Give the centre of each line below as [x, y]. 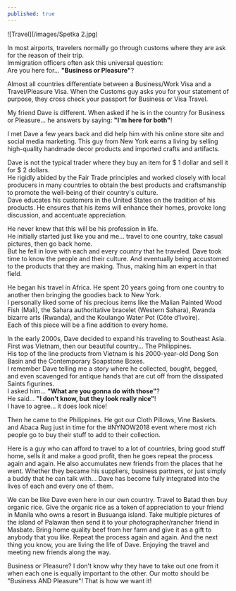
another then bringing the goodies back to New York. [85, 294]
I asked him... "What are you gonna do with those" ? [83, 391]
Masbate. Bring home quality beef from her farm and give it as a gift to [110, 530]
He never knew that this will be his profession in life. [83, 228]
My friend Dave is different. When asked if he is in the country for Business [116, 112]
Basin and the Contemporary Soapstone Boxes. [76, 361]
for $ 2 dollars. [29, 169]
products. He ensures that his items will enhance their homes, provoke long [117, 207]
